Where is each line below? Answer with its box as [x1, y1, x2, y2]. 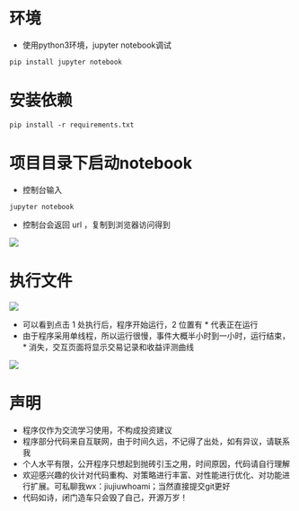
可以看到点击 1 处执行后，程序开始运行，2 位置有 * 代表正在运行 [22, 319, 259, 330]
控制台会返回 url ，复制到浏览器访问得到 [22, 219, 171, 230]
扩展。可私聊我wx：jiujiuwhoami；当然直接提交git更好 [30, 480, 231, 491]
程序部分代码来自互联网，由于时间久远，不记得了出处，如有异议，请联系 [22, 436, 290, 446]
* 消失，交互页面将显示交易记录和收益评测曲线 [22, 341, 195, 352]
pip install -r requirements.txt [9, 120, 135, 129]
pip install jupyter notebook [9, 57, 123, 66]
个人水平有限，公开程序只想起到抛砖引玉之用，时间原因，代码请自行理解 [22, 458, 290, 469]
